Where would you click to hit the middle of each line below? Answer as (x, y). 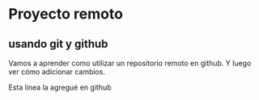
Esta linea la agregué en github (60, 87)
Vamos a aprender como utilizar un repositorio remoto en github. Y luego (130, 63)
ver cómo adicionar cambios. (57, 72)
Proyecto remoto (66, 14)
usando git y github (58, 44)
